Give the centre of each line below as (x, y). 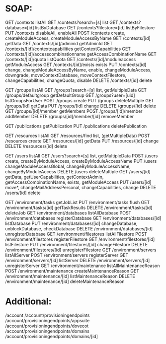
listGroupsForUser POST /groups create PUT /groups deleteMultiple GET (80, 100)
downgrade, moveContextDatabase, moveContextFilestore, (66, 75)
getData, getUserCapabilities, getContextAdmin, (54, 177)
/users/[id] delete (23, 193)
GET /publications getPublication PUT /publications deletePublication (76, 126)
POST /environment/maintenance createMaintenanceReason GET (72, 271)
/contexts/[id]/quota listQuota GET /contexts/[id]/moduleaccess (71, 59)
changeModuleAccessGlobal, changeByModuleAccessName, (68, 166)
